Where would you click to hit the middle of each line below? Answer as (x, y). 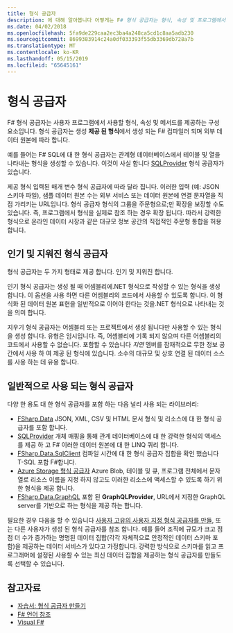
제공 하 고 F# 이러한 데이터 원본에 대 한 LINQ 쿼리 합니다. (102, 445)
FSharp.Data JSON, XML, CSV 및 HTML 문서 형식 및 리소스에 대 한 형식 (116, 419)
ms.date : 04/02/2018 (37, 26)
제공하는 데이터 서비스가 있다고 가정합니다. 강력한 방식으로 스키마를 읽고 (119, 546)
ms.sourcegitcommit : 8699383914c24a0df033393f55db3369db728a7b (101, 40)
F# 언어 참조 (34, 614)
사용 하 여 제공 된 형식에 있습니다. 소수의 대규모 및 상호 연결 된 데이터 (119, 353)
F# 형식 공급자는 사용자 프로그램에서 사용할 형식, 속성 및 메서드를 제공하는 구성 (113, 122)
